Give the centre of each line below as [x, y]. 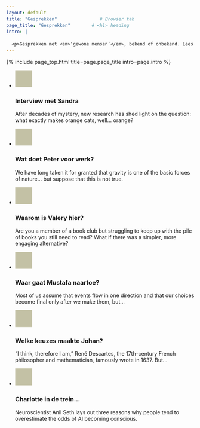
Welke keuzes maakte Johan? [59, 341]
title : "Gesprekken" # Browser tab [70, 19]
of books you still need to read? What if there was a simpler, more [96, 237]
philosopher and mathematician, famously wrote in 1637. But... [91, 360]
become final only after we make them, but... [70, 302]
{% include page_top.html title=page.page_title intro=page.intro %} [89, 62]
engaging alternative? [41, 243]
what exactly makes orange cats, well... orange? [74, 120]
